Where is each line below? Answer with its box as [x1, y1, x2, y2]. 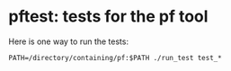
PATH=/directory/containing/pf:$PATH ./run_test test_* [8, 53, 222, 62]
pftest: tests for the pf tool [8, 6, 209, 27]
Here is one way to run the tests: [8, 36, 129, 47]
